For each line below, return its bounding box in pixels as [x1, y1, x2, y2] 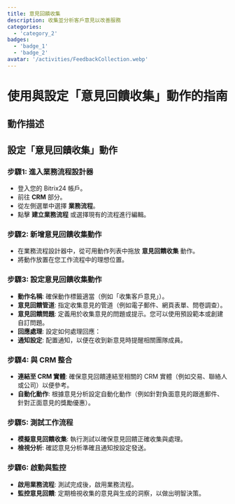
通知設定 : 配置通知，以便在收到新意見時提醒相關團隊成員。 [17, 335, 187, 344]
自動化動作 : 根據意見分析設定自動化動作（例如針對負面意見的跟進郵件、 [17, 389, 224, 398]
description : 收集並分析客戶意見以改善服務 [7, 17, 121, 24]
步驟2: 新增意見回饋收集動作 [7, 229, 102, 239]
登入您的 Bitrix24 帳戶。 [17, 184, 87, 192]
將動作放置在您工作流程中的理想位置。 [17, 255, 128, 264]
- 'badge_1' [13, 43, 49, 50]
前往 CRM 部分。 [17, 193, 66, 202]
